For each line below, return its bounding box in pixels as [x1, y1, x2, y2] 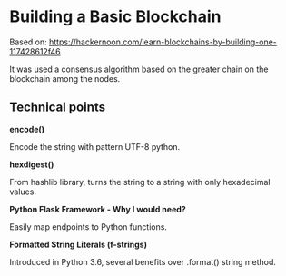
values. [9, 186, 36, 197]
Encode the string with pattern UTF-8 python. [9, 141, 181, 152]
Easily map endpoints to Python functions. [9, 221, 168, 232]
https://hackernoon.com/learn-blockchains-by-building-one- [48, 36, 277, 47]
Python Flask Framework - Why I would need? [9, 203, 186, 214]
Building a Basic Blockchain [9, 6, 222, 27]
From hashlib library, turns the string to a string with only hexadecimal [9, 176, 271, 187]
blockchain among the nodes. [9, 73, 121, 84]
